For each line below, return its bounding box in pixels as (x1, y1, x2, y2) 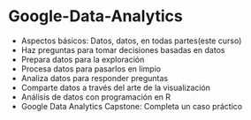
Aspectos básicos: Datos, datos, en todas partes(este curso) (20, 35, 242, 46)
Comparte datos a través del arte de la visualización (20, 82, 211, 93)
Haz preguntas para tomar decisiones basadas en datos (20, 44, 225, 55)
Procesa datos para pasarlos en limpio (20, 64, 161, 74)
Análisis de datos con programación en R (20, 91, 171, 102)
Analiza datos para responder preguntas (20, 72, 169, 83)
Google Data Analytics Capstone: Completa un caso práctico (20, 101, 243, 111)
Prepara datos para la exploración (20, 54, 145, 64)
